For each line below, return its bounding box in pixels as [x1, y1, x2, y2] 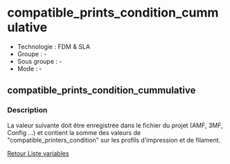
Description [7, 105, 48, 115]
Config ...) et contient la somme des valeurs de [7, 128, 141, 136]
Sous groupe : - [17, 57, 62, 65]
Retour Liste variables [7, 149, 69, 157]
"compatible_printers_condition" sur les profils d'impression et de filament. [7, 136, 221, 144]
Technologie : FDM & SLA [17, 42, 91, 51]
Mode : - [17, 64, 42, 73]
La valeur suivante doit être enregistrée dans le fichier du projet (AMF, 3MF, [7, 121, 223, 129]
